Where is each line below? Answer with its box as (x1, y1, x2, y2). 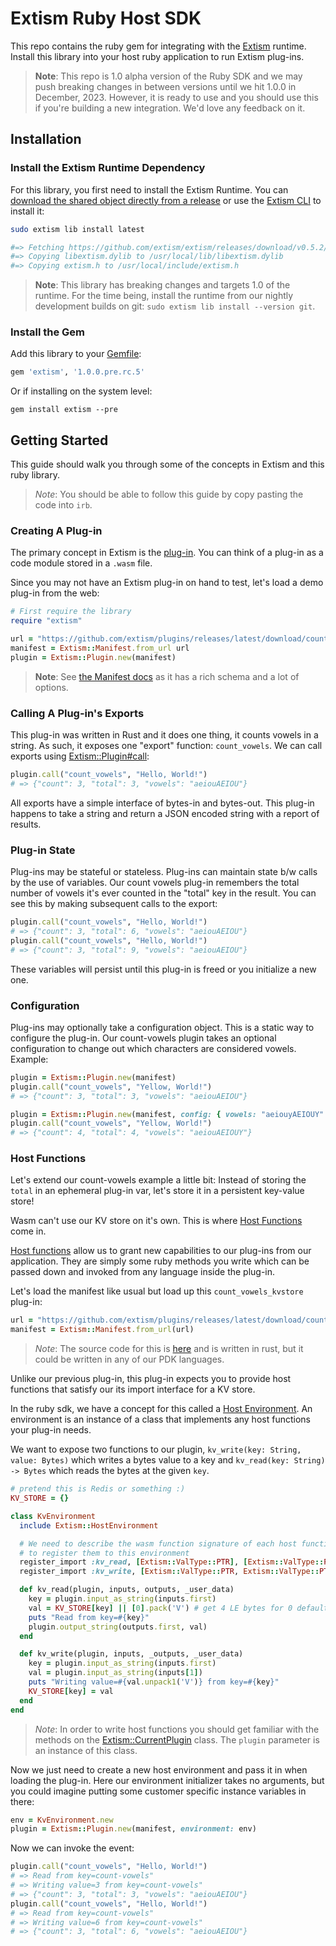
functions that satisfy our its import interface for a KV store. (10, 1383, 256, 1396)
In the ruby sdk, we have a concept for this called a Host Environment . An (10, 1403, 313, 1415)
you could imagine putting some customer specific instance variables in (10, 1785, 307, 1797)
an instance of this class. (34, 1744, 138, 1756)
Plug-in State (10, 843, 76, 857)
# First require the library (10, 607, 132, 617)
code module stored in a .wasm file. (10, 557, 153, 569)
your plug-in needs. (10, 1424, 92, 1436)
